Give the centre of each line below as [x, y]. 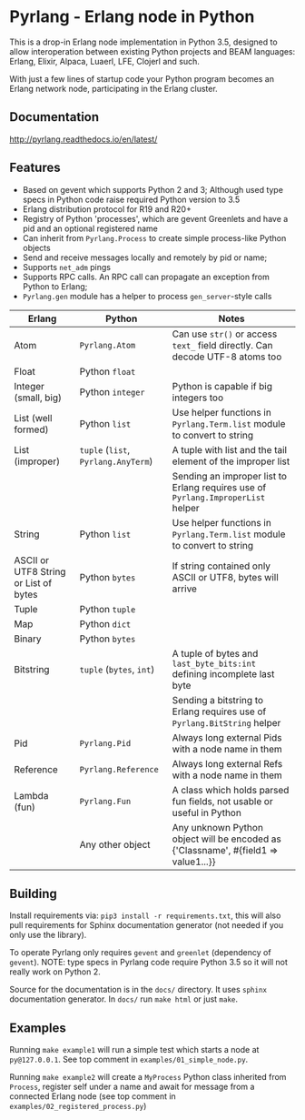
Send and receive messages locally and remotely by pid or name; [145, 257]
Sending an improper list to [230, 476]
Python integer [112, 391]
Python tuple [108, 609]
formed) [31, 429]
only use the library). [48, 935]
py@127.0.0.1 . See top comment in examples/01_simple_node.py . [129, 1059]
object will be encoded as [226, 839]
